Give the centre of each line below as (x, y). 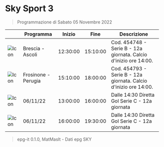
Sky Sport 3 (29, 9)
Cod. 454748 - (129, 42)
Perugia (32, 81)
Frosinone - (36, 75)
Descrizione (134, 34)
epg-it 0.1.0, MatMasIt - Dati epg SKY (54, 139)
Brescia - (34, 48)
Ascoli (30, 54)
